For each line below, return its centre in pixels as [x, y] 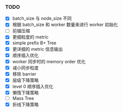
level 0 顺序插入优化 [33, 86]
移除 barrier [24, 74]
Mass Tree [23, 99]
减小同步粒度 [25, 68]
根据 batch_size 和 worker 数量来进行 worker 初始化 [65, 25]
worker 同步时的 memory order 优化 [49, 61]
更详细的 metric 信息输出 [37, 49]
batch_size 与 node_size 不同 [42, 18]
